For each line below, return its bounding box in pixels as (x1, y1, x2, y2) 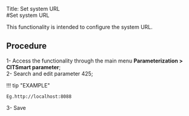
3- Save (6, 104, 26, 111)
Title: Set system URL (6, 5, 60, 12)
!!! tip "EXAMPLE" (6, 81, 50, 89)
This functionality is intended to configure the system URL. (6, 24, 153, 30)
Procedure (6, 41, 47, 51)
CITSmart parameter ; (6, 63, 61, 70)
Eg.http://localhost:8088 (6, 94, 71, 100)
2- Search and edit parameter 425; (6, 70, 93, 77)
